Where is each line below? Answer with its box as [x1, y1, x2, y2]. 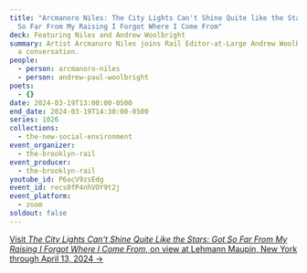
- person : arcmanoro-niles [17, 65, 121, 74]
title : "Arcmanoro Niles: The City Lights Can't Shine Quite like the [9, 13, 284, 23]
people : [9, 56, 39, 65]
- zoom [17, 200, 43, 210]
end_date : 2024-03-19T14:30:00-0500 [9, 107, 149, 116]
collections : [9, 124, 59, 133]
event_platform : [9, 192, 71, 201]
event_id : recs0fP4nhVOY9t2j [9, 184, 121, 193]
